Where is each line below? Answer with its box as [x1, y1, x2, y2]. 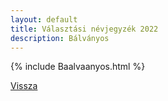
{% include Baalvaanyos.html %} [10, 61, 146, 73]
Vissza [10, 80, 38, 92]
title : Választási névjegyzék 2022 [10, 24, 159, 34]
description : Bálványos [10, 33, 110, 43]
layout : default [10, 14, 78, 25]
